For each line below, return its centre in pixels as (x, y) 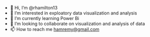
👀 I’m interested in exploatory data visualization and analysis (73, 13)
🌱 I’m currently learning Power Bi (44, 18)
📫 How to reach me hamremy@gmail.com (55, 29)
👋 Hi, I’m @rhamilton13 (34, 8)
